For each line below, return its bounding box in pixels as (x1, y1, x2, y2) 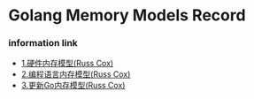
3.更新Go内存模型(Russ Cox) (20, 80, 126, 91)
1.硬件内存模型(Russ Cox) (20, 58, 114, 69)
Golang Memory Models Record (8, 5, 246, 26)
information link (8, 37, 79, 49)
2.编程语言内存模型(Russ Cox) (20, 69, 131, 80)
